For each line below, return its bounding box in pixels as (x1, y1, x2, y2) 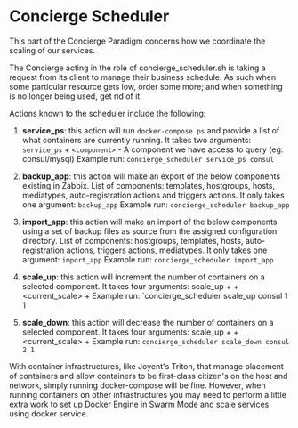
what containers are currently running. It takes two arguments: (21, 134, 252, 145)
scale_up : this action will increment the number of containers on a (21, 271, 265, 282)
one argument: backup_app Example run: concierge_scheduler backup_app (21, 198, 290, 210)
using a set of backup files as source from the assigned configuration (21, 225, 278, 237)
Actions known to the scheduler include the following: (9, 108, 206, 118)
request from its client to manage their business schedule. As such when (9, 71, 277, 82)
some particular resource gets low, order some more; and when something (9, 81, 283, 92)
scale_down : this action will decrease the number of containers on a (21, 317, 274, 327)
